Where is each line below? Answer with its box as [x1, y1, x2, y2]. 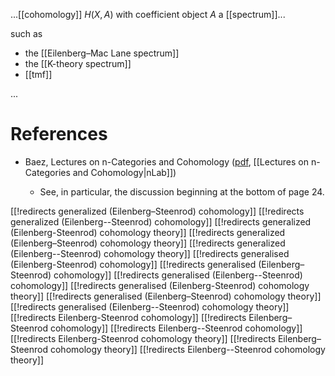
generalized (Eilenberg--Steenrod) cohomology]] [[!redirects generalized [10, 215, 312, 228]
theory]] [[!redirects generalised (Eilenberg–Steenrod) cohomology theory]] [10, 290, 322, 302]
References [10, 123, 108, 146]
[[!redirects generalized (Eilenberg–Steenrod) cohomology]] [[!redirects [10, 205, 305, 217]
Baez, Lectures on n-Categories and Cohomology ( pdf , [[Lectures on [24, 155, 309, 168]
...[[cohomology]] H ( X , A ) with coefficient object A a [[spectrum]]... [10, 9, 286, 20]
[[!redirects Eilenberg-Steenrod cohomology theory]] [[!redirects [10, 332, 277, 344]
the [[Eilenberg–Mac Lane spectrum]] [24, 47, 180, 59]
